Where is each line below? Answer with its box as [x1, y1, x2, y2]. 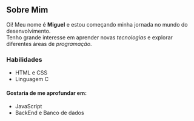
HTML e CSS [15, 69, 48, 76]
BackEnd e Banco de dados [15, 109, 84, 117]
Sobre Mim [6, 5, 48, 15]
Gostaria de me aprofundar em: [6, 89, 87, 96]
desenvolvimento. [6, 27, 51, 34]
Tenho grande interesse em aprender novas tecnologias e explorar [6, 33, 173, 41]
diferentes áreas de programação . [6, 40, 92, 47]
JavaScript [15, 103, 42, 110]
